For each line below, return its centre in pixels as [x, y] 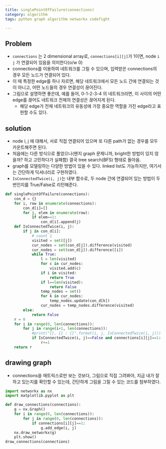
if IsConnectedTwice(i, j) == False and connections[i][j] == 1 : [96, 338]
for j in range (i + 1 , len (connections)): [65, 329]
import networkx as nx [29, 391]
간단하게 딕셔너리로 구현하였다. [48, 172]
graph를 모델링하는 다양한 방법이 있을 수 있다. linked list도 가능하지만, [80, 166]
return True [62, 277]
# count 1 [42, 236]
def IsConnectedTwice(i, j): [44, 227]
